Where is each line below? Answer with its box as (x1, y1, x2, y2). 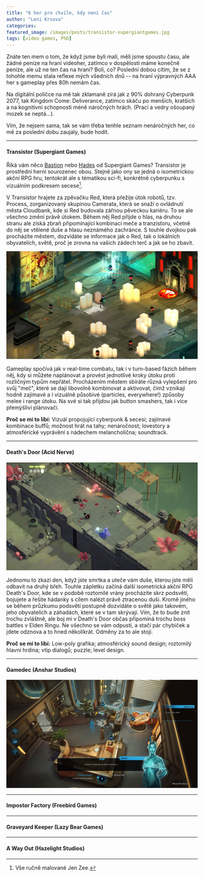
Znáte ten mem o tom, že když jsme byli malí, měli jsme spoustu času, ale (6, 53, 190, 60)
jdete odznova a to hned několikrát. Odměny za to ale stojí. (6, 628, 153, 636)
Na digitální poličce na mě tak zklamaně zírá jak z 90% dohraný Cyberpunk (6, 91, 194, 98)
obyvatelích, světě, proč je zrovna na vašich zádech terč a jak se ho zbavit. (6, 239, 194, 246)
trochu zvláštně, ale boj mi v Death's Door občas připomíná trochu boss (6, 615, 186, 622)
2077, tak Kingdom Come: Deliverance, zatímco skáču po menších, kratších (6, 97, 195, 105)
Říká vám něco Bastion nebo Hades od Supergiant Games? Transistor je (6, 161, 186, 169)
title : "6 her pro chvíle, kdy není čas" (6, 10, 113, 16)
